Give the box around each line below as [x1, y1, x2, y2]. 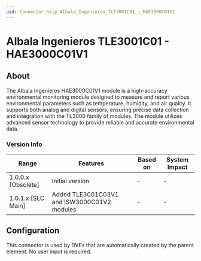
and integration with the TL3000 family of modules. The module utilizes [6, 112, 182, 120]
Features [78, 159, 105, 168]
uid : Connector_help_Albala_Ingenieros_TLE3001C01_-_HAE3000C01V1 [6, 8, 175, 15]
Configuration [6, 226, 60, 236]
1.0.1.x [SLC [9, 194, 45, 202]
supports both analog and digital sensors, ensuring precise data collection [6, 106, 190, 113]
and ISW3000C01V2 [51, 198, 112, 206]
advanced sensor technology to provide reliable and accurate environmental [6, 119, 194, 126]
